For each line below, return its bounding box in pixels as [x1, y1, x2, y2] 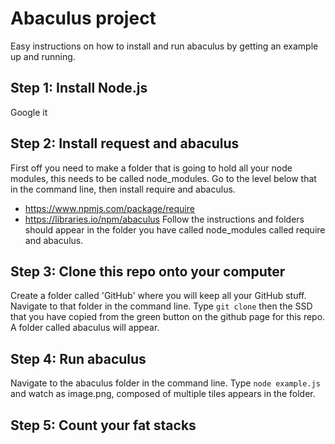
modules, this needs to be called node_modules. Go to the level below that [10, 172, 317, 184]
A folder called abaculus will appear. [10, 322, 160, 334]
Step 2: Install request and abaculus [10, 135, 240, 152]
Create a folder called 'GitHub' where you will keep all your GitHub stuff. [10, 290, 307, 302]
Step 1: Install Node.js [10, 80, 148, 97]
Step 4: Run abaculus [10, 350, 147, 367]
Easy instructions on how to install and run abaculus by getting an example [10, 40, 319, 52]
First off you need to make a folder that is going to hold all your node [10, 162, 293, 174]
